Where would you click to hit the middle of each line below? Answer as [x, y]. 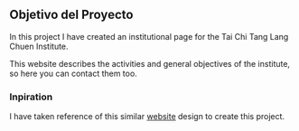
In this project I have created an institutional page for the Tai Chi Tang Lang [149, 36]
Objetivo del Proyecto [71, 15]
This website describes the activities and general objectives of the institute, [150, 63]
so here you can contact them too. [73, 73]
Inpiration [31, 97]
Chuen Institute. [39, 46]
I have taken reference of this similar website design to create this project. [147, 117]
